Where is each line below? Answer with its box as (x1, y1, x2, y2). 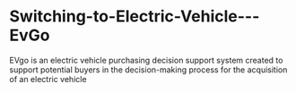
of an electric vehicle (9, 73, 87, 84)
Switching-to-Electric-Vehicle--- (9, 6, 260, 27)
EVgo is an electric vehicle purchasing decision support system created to (9, 54, 283, 65)
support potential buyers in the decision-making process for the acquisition (9, 64, 288, 75)
